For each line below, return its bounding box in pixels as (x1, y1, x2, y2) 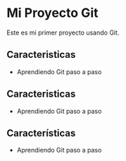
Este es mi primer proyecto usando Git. (6, 28, 120, 37)
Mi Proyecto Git (6, 5, 99, 21)
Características (6, 127, 76, 139)
